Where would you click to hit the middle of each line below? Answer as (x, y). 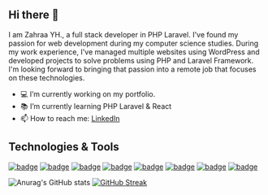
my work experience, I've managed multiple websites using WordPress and (134, 52)
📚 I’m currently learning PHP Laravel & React (96, 106)
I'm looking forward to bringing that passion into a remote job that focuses (132, 69)
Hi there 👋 (34, 15)
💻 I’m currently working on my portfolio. (88, 93)
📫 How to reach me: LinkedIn (70, 118)
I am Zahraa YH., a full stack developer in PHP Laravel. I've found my (123, 34)
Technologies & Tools (64, 147)
